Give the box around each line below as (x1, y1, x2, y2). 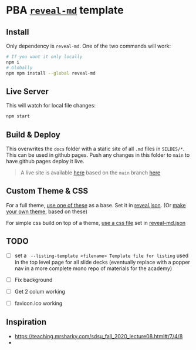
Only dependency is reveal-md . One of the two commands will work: (6, 42, 171, 49)
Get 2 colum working (14, 288, 66, 295)
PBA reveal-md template (6, 4, 124, 17)
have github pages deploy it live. (6, 158, 85, 164)
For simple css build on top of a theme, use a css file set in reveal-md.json (6, 219, 186, 226)
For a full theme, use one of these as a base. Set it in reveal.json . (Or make (6, 201, 186, 208)
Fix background (14, 276, 53, 283)
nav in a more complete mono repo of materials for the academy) (14, 265, 172, 272)
